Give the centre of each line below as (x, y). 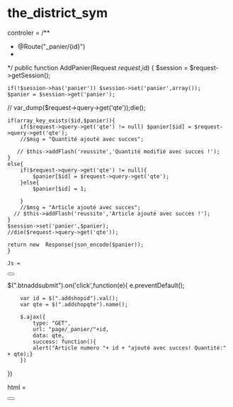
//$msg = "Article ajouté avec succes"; (80, 207)
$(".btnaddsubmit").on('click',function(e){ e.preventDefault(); (96, 285)
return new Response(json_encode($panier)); (75, 245)
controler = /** (29, 33)
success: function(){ (65, 342)
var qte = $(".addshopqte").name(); (74, 304)
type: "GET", (52, 323)
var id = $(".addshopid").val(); (69, 298)
